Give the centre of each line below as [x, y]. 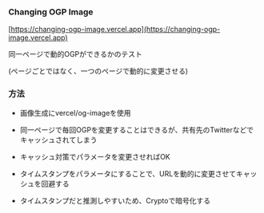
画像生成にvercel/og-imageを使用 [75, 112]
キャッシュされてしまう [58, 140]
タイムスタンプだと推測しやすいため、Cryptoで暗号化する [115, 200]
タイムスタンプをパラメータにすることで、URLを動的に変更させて [128, 173]
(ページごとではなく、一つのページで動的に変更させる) [98, 71]
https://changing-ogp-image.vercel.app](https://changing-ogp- [116, 30]
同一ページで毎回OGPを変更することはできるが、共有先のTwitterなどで [137, 129]
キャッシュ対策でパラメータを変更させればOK [95, 156]
